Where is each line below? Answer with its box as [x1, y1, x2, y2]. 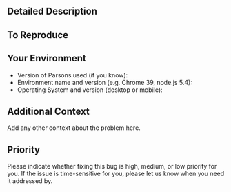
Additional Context [7, 105, 90, 117]
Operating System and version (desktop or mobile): [17, 86, 163, 94]
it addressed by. [7, 177, 53, 185]
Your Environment [7, 52, 86, 64]
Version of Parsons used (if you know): [17, 70, 128, 79]
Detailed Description [7, 6, 98, 17]
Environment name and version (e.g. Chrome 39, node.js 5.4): [17, 78, 193, 86]
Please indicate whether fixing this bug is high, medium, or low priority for [7, 162, 217, 171]
